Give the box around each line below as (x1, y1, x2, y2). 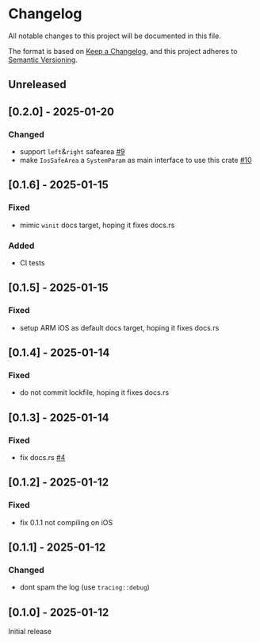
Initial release (8, 627, 52, 636)
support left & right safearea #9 (19, 147, 125, 157)
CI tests (19, 258, 45, 267)
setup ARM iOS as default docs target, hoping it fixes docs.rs (19, 323, 220, 332)
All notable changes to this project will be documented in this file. (8, 31, 222, 41)
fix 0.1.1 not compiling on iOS (19, 517, 113, 527)
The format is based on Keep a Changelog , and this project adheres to (8, 46, 238, 56)
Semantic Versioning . (8, 55, 78, 64)
